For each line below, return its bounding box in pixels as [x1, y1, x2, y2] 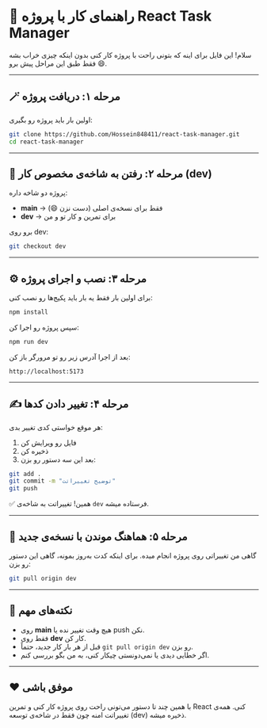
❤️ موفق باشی [9, 680, 74, 694]
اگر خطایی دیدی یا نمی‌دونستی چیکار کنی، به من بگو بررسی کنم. [20, 650, 210, 660]
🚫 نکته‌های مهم [9, 604, 73, 617]
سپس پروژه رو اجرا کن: [9, 322, 80, 332]
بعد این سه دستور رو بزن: [20, 455, 96, 464]
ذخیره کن [20, 446, 49, 455]
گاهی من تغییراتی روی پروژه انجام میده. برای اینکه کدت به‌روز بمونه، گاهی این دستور [9, 551, 257, 560]
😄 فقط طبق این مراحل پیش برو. [9, 59, 108, 68]
